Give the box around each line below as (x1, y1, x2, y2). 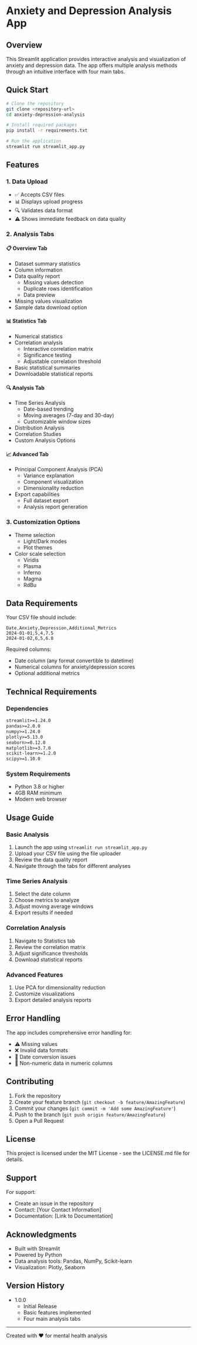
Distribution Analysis (14, 424, 64, 431)
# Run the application (6, 138, 62, 145)
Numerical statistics (14, 333, 63, 340)
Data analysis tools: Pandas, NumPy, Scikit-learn (14, 1257, 133, 1264)
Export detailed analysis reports (14, 997, 92, 1004)
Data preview (23, 291, 56, 298)
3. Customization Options (6, 518, 80, 526)
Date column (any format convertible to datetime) (14, 657, 134, 665)
